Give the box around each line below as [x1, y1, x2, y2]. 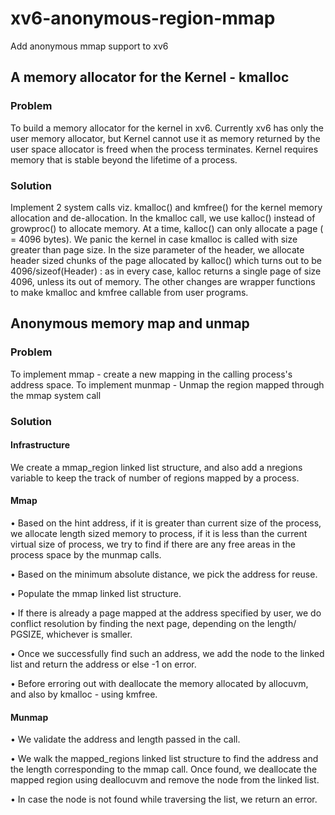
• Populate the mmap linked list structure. [10, 587, 182, 599]
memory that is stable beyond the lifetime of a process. [10, 153, 238, 166]
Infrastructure [10, 439, 71, 451]
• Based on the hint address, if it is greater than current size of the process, [10, 517, 322, 529]
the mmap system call [10, 389, 102, 401]
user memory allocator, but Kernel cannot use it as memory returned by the [10, 132, 321, 144]
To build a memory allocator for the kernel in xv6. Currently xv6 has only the [10, 122, 324, 134]
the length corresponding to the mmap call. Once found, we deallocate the [10, 763, 318, 776]
